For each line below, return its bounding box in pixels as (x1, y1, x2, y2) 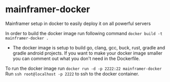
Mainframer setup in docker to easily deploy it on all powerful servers (5, 20, 151, 26)
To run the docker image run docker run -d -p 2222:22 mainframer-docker (5, 65, 162, 71)
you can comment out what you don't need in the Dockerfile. (12, 55, 140, 62)
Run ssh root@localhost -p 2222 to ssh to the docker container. (5, 70, 139, 77)
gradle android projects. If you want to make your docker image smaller (12, 50, 163, 56)
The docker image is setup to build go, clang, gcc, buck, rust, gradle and (12, 44, 165, 50)
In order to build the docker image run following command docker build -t (5, 30, 163, 36)
